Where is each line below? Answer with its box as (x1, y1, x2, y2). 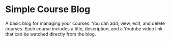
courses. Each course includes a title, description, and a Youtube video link (5, 25, 163, 31)
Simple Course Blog (5, 4, 91, 15)
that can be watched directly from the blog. (5, 31, 96, 37)
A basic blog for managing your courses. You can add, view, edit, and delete (5, 20, 165, 26)
